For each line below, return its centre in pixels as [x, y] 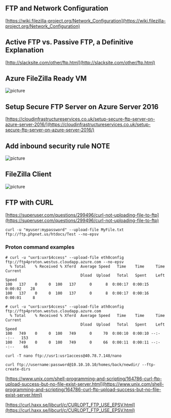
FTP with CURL [29, 203]
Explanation [25, 50]
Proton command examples [40, 247]
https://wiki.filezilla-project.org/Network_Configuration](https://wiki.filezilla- [86, 20]
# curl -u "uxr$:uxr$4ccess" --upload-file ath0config [65, 306]
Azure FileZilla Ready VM [46, 79]
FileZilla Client [28, 174]
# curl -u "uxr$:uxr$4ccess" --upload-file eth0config [65, 257]
